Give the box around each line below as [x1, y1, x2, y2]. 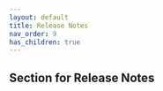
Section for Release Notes [9, 70, 155, 85]
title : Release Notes [9, 21, 89, 30]
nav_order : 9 [9, 29, 57, 38]
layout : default [9, 12, 69, 22]
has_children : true [9, 37, 81, 47]
